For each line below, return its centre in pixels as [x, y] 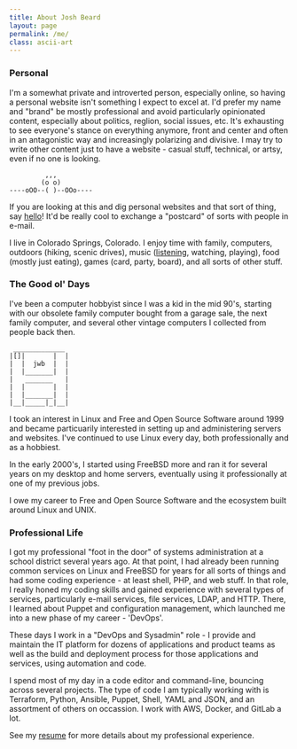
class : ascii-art [41, 42]
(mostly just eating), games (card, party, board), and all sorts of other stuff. [146, 261]
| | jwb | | [39, 363]
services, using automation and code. [78, 663]
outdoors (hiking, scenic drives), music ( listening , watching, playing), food [145, 252]
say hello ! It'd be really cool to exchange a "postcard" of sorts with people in [149, 216]
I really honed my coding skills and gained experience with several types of [147, 589]
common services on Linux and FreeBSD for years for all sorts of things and [148, 571]
